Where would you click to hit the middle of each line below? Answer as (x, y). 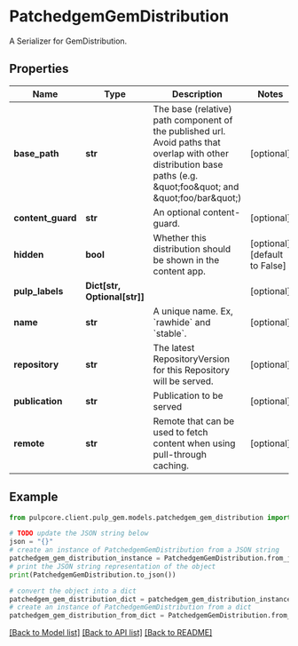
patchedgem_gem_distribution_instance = (85, 558)
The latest (174, 347)
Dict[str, (103, 285)
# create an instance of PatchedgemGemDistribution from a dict (130, 607)
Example (34, 497)
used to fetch (180, 432)
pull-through (180, 454)
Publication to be (188, 395)
